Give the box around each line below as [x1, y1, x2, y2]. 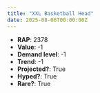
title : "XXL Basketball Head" [7, 10, 94, 17]
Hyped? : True [17, 72, 57, 80]
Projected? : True [17, 65, 66, 73]
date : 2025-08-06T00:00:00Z [7, 17, 88, 23]
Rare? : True [17, 79, 51, 87]
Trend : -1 [17, 57, 43, 65]
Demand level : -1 [17, 50, 67, 59]
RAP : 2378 [17, 35, 48, 43]
